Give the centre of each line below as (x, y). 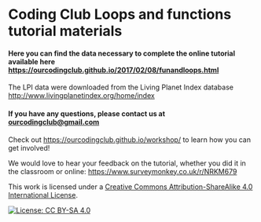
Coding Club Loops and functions (120, 15)
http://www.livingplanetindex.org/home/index (81, 96)
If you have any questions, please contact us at (87, 113)
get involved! (29, 147)
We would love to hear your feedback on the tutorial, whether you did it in (127, 163)
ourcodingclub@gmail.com (54, 122)
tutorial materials (65, 31)
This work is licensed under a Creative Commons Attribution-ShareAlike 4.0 (130, 187)
